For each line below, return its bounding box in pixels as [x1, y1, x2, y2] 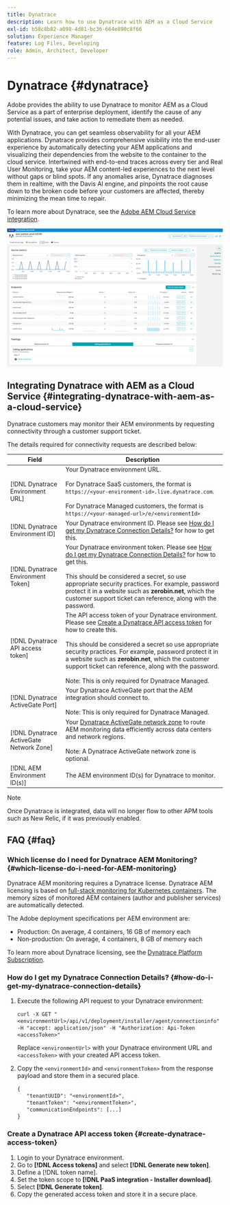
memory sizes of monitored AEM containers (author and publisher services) [7, 894, 221, 902]
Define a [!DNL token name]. [16, 1168, 98, 1176]
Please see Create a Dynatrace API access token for [65, 619, 212, 627]
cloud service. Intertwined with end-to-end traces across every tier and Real [7, 157, 223, 166]
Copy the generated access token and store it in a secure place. [16, 1190, 198, 1198]
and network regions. [65, 732, 125, 740]
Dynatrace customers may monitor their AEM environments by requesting [7, 419, 215, 428]
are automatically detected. [7, 901, 84, 909]
